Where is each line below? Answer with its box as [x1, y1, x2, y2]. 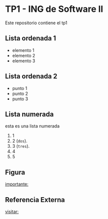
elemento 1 [12, 47, 34, 53]
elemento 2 [12, 52, 35, 58]
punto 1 [12, 85, 27, 91]
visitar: [5, 209, 19, 215]
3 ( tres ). [12, 143, 30, 149]
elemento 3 [12, 58, 35, 64]
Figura [5, 168, 26, 176]
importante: [5, 181, 28, 187]
